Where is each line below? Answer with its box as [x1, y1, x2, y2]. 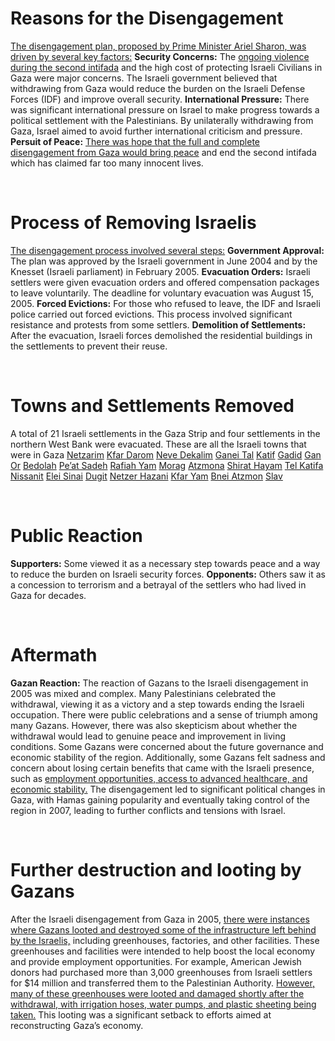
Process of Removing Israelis [10, 212, 257, 234]
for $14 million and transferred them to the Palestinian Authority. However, [10, 977, 315, 989]
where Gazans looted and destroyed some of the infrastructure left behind [10, 923, 317, 936]
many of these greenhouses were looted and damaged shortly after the [10, 987, 305, 999]
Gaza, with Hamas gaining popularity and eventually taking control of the [10, 793, 310, 806]
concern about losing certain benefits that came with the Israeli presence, [10, 762, 315, 774]
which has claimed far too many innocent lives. [10, 157, 204, 169]
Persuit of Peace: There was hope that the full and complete [10, 135, 261, 147]
